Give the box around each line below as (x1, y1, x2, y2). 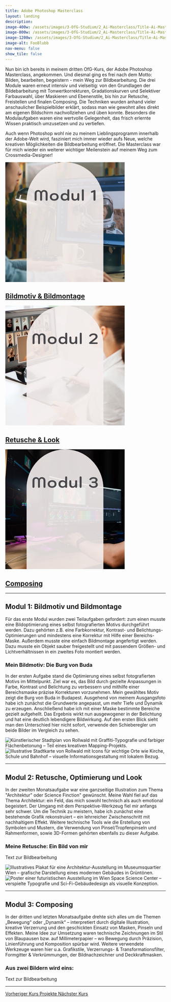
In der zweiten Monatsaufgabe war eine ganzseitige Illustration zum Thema (5, 786, 163, 793)
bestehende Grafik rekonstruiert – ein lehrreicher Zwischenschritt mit (5, 813, 150, 820)
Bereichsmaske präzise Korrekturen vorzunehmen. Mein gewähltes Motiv (5, 689, 159, 695)
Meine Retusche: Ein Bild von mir (5, 843, 88, 850)
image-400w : (5, 25, 31, 30)
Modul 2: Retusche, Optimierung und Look (5, 773, 142, 782)
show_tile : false (5, 51, 42, 56)
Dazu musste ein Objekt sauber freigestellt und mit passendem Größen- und (5, 643, 165, 649)
